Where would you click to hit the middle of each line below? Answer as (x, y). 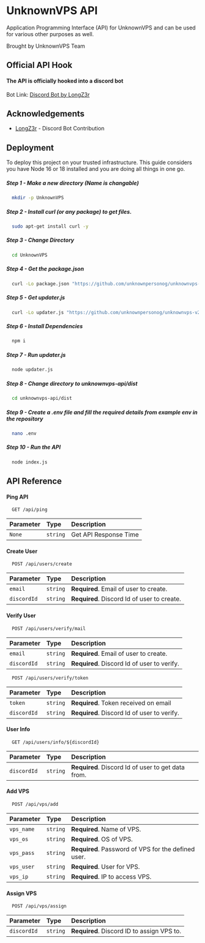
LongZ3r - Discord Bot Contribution (60, 129)
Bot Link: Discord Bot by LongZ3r (48, 94)
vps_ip (19, 877)
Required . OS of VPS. (102, 839)
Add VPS (18, 791)
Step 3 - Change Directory (40, 240)
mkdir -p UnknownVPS (38, 198)
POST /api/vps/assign (39, 906)
